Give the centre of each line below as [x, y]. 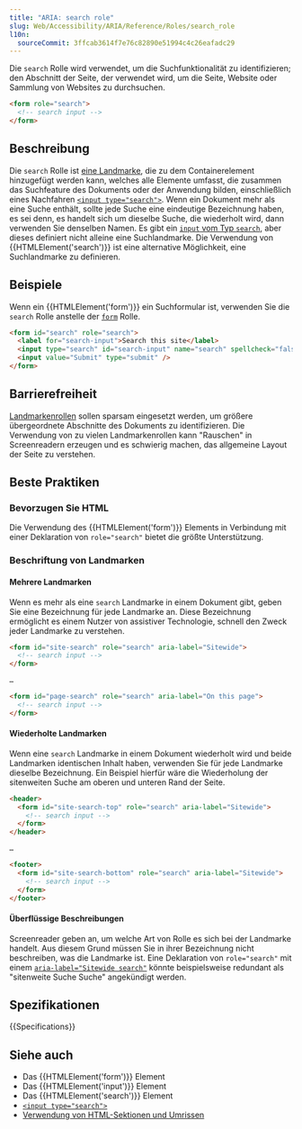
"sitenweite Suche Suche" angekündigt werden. [98, 977]
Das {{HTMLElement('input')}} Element [94, 1087]
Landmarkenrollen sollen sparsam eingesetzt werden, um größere [131, 416]
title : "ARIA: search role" [62, 18]
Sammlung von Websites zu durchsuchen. [88, 87]
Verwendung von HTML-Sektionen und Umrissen [113, 1115]
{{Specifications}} [43, 1026]
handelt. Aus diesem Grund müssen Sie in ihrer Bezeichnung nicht [132, 948]
